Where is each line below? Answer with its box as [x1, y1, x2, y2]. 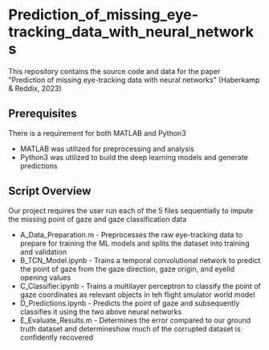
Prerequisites [8, 107, 77, 121]
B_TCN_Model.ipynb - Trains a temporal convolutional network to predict [19, 255, 261, 265]
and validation [19, 247, 67, 257]
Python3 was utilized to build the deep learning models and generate [19, 152, 249, 162]
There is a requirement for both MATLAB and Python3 [8, 128, 186, 138]
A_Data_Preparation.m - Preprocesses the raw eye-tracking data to [19, 229, 243, 239]
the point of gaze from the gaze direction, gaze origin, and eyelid [19, 264, 235, 274]
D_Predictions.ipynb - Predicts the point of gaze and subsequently [19, 298, 240, 307]
